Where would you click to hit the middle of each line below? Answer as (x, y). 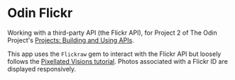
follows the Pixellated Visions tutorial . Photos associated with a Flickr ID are (118, 61)
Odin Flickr (40, 13)
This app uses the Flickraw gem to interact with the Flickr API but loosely (114, 54)
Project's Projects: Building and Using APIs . (71, 40)
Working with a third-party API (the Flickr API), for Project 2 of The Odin (113, 33)
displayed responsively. (42, 69)
